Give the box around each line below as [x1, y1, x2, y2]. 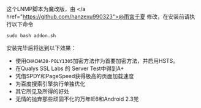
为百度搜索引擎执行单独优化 [15, 80, 86, 87]
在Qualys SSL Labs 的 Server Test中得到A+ [15, 65, 124, 72]
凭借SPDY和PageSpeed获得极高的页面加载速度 [15, 73, 134, 79]
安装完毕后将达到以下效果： [6, 45, 77, 51]
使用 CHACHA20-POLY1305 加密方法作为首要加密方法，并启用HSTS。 [15, 57, 179, 64]
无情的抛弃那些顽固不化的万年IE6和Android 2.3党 [15, 95, 139, 103]
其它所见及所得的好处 [15, 88, 69, 95]
